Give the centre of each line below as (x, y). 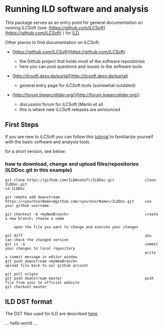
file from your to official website (42, 283)
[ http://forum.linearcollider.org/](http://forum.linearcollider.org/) (76, 95)
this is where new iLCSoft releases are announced (70, 109)
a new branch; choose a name (35, 219)
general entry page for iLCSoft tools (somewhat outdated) (77, 85)
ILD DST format (29, 302)
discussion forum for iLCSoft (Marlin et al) (61, 104)
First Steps (22, 125)
